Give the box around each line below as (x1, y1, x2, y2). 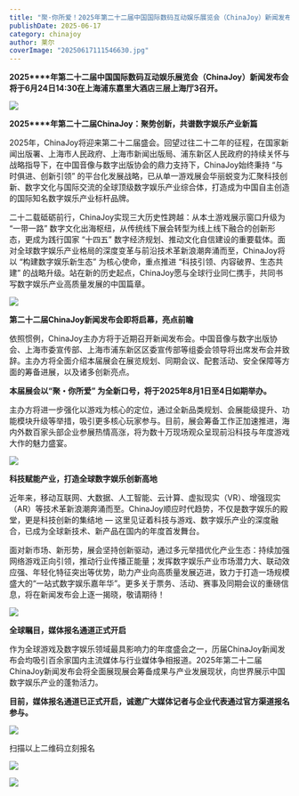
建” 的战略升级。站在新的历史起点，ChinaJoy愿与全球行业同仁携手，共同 (9, 268, 276, 279)
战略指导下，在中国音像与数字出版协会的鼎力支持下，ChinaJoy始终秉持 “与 (9, 159, 284, 170)
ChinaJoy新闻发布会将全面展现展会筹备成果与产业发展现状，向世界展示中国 (9, 666, 287, 677)
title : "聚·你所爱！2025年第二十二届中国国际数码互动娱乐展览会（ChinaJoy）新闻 (9, 12, 279, 22)
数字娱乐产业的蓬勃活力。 (9, 678, 103, 688)
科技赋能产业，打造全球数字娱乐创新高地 (9, 474, 158, 484)
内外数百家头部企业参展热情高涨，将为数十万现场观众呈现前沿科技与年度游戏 (9, 426, 290, 437)
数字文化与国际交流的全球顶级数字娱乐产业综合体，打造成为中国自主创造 (24, 182, 290, 192)
